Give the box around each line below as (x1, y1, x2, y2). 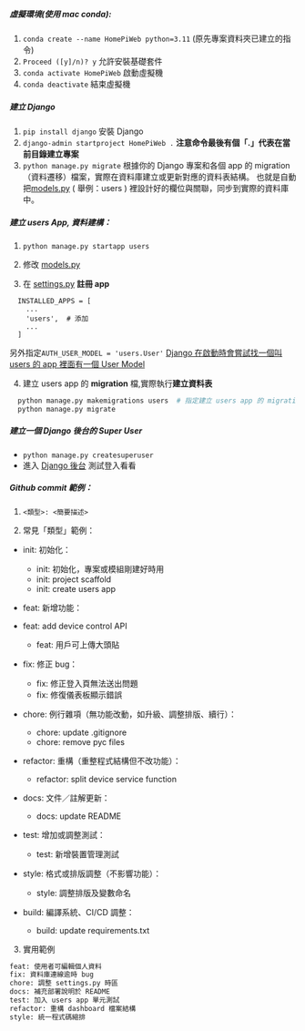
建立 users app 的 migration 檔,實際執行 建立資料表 (22, 378, 213, 389)
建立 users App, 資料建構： (9, 217, 112, 228)
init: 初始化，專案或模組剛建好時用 (36, 563, 165, 574)
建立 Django (9, 101, 56, 112)
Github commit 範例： (9, 483, 93, 494)
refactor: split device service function (36, 773, 178, 784)
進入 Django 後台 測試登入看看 (22, 460, 137, 471)
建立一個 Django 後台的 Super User (9, 425, 143, 436)
